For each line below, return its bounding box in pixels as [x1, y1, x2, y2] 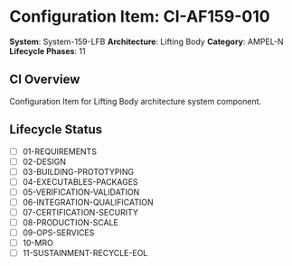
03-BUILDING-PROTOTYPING [22, 166, 134, 177]
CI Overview [9, 72, 80, 87]
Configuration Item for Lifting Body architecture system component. [9, 96, 262, 106]
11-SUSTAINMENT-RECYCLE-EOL [22, 248, 148, 259]
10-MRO [22, 237, 54, 249]
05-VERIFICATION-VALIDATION [22, 187, 140, 197]
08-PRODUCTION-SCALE [22, 217, 119, 227]
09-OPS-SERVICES [22, 227, 95, 238]
